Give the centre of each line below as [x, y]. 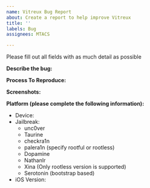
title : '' [19, 23]
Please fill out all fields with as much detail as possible [74, 57]
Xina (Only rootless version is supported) [75, 167]
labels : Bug [21, 29]
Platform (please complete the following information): [75, 104]
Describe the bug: [29, 69]
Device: [24, 115]
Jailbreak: [27, 122]
